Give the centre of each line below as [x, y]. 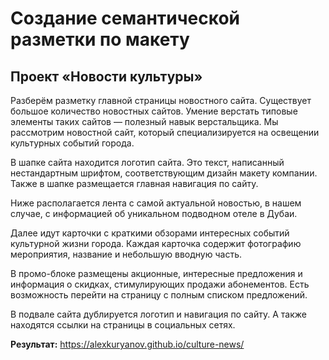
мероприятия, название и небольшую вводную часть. [126, 254]
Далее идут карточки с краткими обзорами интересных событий [150, 233]
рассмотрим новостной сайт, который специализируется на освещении [165, 132]
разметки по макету [100, 39]
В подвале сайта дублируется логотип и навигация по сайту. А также [158, 314]
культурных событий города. [72, 143]
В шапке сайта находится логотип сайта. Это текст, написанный [147, 162]
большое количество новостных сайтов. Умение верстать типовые [154, 111]
